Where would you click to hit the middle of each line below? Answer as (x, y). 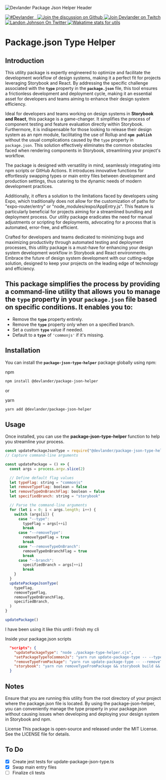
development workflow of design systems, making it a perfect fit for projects (83, 78)
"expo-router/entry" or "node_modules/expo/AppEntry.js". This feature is (79, 206)
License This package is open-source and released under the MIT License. (82, 729)
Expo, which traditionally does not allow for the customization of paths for (80, 201)
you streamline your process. (35, 442)
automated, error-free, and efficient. (42, 227)
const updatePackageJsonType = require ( (47, 451)
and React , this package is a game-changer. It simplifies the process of (78, 119)
